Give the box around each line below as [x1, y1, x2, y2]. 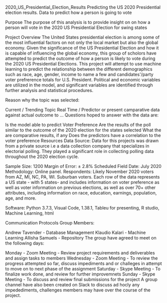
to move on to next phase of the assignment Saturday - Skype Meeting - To [5, 266, 161, 271]
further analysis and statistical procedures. [5, 87, 93, 93]
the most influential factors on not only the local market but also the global [5, 39, 158, 45]
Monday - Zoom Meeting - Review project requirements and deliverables [5, 250, 155, 255]
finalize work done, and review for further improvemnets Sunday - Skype [5, 271, 155, 277]
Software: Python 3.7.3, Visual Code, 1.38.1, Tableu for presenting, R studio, [5, 205, 159, 210]
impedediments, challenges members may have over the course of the [5, 287, 151, 293]
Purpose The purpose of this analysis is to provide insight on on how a [5, 19, 150, 25]
